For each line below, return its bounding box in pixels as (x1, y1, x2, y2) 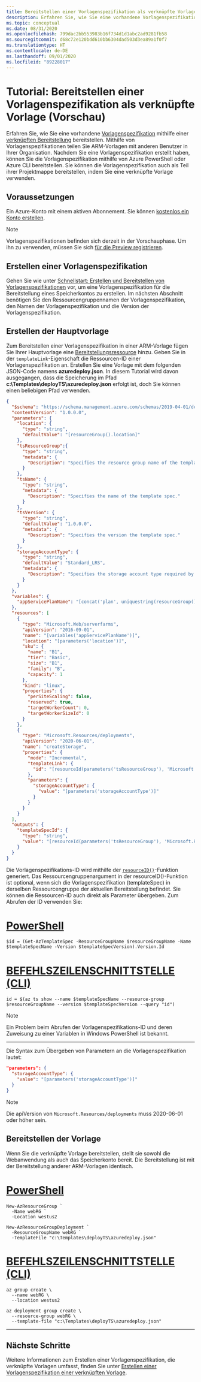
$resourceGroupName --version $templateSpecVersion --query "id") (6, 1001, 175, 1007)
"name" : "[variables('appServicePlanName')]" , (22, 632, 141, 638)
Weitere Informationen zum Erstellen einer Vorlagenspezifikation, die (6, 1356, 175, 1363)
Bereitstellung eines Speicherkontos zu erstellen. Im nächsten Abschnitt (6, 290, 184, 297)
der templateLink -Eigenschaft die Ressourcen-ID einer (6, 355, 141, 362)
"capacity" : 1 (28, 671, 63, 677)
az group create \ (6, 1287, 52, 1293)
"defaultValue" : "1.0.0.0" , (22, 521, 93, 527)
